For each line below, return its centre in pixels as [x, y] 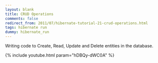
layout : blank [20, 9]
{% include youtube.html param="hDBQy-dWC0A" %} [60, 55]
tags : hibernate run [26, 28]
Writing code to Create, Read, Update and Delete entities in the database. [79, 46]
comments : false [22, 18]
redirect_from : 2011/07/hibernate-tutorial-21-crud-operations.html [77, 23]
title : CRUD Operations [29, 14]
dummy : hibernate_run [27, 32]
